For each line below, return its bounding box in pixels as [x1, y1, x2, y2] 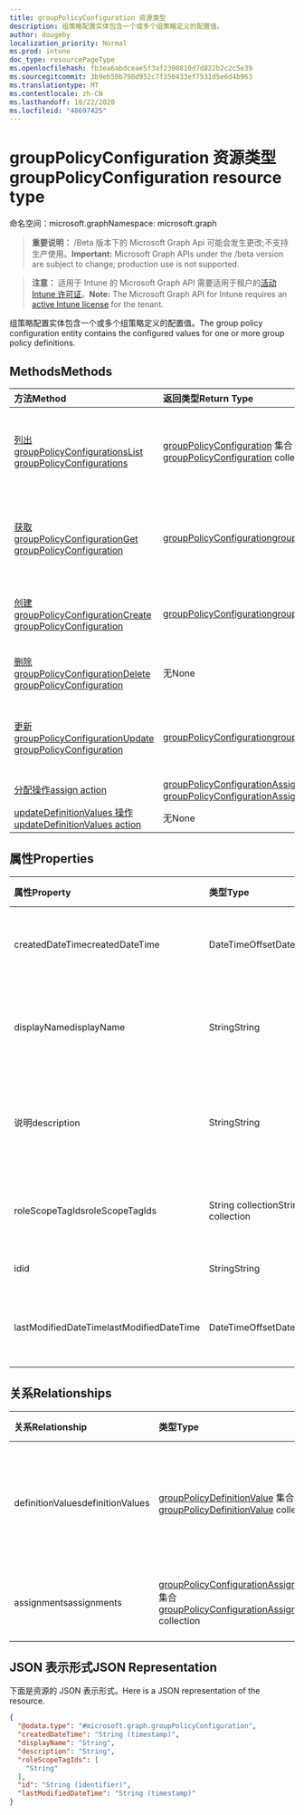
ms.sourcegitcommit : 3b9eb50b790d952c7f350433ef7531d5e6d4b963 [9, 72, 253, 82]
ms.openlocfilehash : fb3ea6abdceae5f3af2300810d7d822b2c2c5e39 [9, 64, 253, 73]
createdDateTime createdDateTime [14, 938, 160, 951]
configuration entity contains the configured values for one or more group [9, 328, 285, 339]
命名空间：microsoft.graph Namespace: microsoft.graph [9, 218, 217, 229]
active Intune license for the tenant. [31, 299, 165, 310]
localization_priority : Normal [9, 38, 128, 48]
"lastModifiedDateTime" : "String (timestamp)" [17, 1789, 196, 1799]
